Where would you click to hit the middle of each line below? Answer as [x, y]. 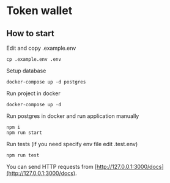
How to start [30, 33]
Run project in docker [33, 93]
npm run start [24, 133]
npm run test [23, 155]
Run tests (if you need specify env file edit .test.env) [72, 144]
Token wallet [39, 11]
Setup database [26, 71]
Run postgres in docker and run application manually [73, 116]
